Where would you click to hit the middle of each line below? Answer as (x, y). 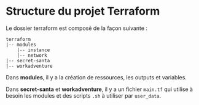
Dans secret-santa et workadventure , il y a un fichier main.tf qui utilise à (99, 89)
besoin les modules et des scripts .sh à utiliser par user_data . (83, 95)
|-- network (32, 55)
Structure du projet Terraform (83, 11)
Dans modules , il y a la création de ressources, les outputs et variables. (96, 77)
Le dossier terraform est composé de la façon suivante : (77, 28)
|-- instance (33, 50)
